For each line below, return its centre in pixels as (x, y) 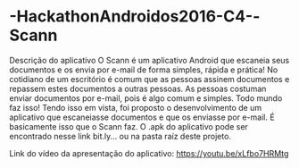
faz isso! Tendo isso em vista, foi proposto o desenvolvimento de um (136, 107)
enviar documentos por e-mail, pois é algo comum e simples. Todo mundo (146, 98)
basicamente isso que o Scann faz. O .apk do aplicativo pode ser (129, 126)
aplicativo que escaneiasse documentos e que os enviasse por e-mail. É (142, 117)
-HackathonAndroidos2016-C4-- (135, 17)
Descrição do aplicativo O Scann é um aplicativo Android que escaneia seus (149, 60)
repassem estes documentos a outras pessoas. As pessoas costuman (138, 88)
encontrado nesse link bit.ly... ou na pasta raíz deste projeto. (120, 136)
